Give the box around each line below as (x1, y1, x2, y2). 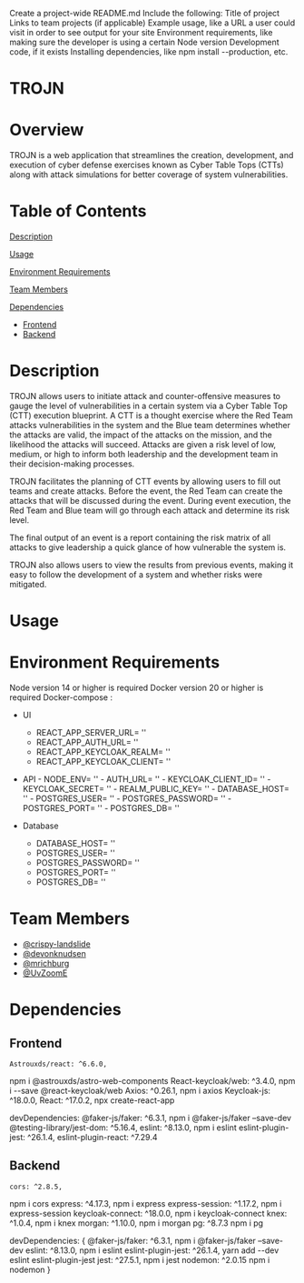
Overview (9, 120, 84, 140)
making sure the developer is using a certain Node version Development (9, 36, 279, 47)
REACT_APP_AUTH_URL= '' (35, 737, 139, 748)
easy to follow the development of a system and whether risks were (9, 569, 263, 580)
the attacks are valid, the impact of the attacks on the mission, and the (9, 429, 272, 440)
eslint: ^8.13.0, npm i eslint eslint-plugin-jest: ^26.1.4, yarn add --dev (25, 1245, 279, 1256)
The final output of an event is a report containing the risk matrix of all (9, 532, 270, 543)
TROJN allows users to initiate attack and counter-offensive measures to (9, 391, 281, 401)
